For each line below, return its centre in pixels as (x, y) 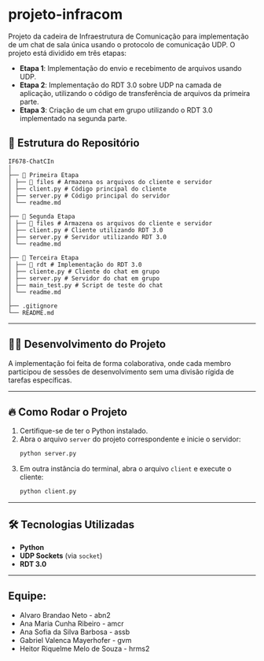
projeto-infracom (66, 15)
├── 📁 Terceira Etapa (44, 257)
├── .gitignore (33, 306)
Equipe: (27, 596)
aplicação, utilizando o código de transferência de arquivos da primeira (135, 93)
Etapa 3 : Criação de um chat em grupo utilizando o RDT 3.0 (116, 110)
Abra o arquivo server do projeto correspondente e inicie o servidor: (130, 439)
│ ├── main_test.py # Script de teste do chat (86, 285)
